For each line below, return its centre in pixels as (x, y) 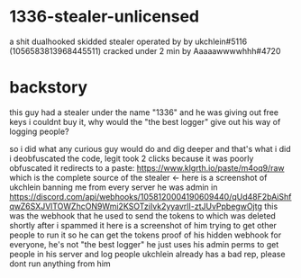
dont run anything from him (60, 264)
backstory (49, 88)
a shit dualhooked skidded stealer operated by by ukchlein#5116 (128, 41)
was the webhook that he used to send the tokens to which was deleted (143, 215)
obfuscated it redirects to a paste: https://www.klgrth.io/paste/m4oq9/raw (147, 167)
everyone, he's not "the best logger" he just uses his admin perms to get (144, 244)
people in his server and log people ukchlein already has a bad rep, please (147, 254)
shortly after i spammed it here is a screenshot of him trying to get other (143, 225)
